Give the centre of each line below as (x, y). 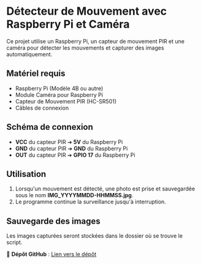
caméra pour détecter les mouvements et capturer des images (85, 48)
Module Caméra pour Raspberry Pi (59, 95)
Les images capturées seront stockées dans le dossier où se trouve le (94, 236)
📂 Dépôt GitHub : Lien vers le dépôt (51, 254)
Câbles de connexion (42, 108)
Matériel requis (36, 74)
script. (14, 243)
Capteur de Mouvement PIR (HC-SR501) (66, 101)
